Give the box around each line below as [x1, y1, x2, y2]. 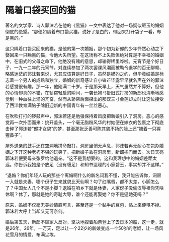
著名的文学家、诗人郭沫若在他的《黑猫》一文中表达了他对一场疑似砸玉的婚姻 [5, 22, 164, 28]
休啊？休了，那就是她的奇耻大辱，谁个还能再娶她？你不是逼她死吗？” [5, 191, 148, 197]
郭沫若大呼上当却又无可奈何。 [5, 208, 67, 214]
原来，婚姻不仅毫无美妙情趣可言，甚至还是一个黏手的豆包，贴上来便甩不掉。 [5, 202, 164, 208]
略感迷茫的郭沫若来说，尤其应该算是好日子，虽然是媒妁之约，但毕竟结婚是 [5, 71, 159, 77]
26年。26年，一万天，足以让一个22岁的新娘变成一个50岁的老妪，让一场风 [9, 225, 163, 231]
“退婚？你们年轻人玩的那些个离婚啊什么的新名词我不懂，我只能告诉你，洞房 [5, 172, 162, 178]
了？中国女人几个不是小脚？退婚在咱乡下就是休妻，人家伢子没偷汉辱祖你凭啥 [5, 185, 164, 191]
